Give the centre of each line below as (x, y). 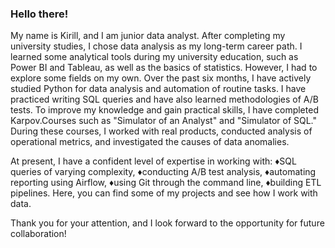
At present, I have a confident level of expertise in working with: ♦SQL (153, 161)
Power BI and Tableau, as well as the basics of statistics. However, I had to (164, 68)
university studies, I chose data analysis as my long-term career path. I (156, 46)
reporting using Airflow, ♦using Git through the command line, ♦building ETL (166, 183)
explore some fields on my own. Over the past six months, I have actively (161, 78)
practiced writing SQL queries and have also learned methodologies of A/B (164, 99)
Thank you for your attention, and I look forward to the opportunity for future (167, 223)
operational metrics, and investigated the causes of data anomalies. (150, 142)
